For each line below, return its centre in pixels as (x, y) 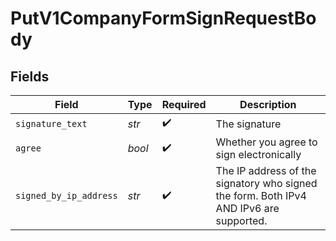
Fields (30, 76)
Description (268, 104)
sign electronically (258, 154)
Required (184, 104)
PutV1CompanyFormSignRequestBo (163, 18)
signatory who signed (266, 183)
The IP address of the (266, 170)
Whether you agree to (266, 142)
